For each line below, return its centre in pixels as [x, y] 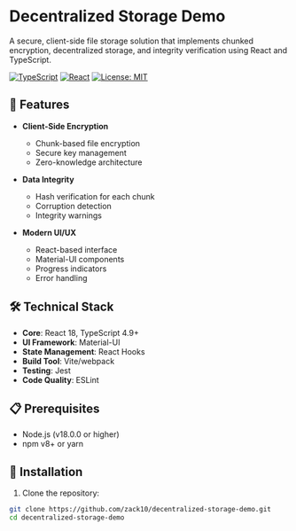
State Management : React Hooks [83, 351]
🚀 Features [39, 105]
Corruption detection [74, 206]
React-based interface [76, 249]
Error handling [61, 277]
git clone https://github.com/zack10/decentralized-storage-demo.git [140, 510]
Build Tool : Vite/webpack [68, 361]
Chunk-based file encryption [87, 143]
